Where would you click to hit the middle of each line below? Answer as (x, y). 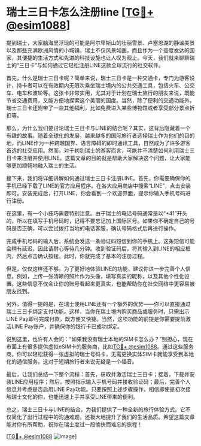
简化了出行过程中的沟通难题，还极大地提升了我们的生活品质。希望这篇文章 (103, 417)
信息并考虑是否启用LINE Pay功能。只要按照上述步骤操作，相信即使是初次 (96, 389)
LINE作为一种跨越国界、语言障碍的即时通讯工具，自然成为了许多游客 (106, 143)
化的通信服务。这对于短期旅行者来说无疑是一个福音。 (72, 361)
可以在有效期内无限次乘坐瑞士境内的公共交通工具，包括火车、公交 (113, 85)
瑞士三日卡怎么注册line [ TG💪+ (80, 12)
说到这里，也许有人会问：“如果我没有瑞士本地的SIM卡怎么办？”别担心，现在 (100, 339)
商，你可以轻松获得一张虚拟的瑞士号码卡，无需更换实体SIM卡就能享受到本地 (100, 354)
